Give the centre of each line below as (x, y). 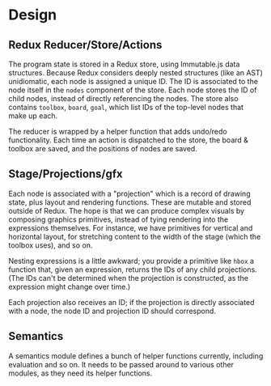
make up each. (33, 116)
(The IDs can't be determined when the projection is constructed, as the (129, 278)
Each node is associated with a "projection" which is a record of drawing (129, 193)
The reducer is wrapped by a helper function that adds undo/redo (118, 131)
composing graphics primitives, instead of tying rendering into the (119, 219)
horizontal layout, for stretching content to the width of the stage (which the (135, 236)
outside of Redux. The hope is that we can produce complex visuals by (127, 210)
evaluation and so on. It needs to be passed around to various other (121, 364)
